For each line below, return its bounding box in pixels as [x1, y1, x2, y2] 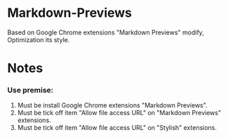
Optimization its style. [7, 35, 70, 44]
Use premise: [7, 86, 54, 95]
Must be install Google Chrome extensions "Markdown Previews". [17, 101, 208, 110]
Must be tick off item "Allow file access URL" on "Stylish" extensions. [17, 124, 217, 132]
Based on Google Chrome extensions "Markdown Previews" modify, [7, 28, 205, 37]
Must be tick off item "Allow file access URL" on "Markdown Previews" [17, 109, 222, 117]
